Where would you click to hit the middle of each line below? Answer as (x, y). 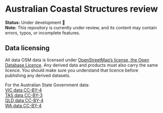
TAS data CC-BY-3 (24, 95)
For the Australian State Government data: (47, 85)
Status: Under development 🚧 (35, 22)
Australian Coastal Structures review (81, 9)
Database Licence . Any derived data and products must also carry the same (81, 65)
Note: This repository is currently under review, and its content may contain (81, 27)
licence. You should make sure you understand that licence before (72, 70)
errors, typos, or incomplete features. (43, 33)
